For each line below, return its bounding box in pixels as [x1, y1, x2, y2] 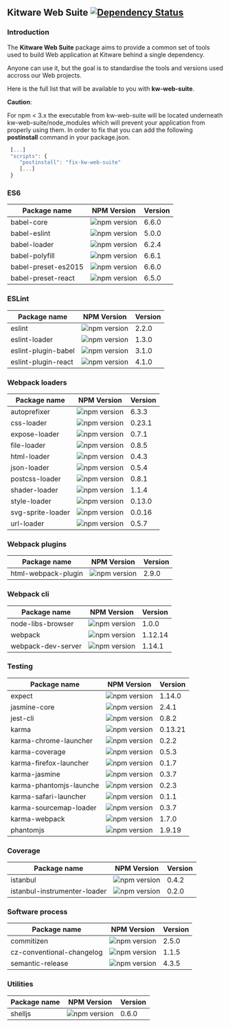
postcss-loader [10, 474, 62, 484]
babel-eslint [10, 228, 51, 238]
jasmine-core [10, 702, 55, 712]
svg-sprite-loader [10, 507, 71, 517]
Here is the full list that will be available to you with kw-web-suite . [7, 84, 195, 93]
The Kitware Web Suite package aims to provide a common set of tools [7, 43, 211, 52]
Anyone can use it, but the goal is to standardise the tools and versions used [7, 63, 223, 72]
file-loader [10, 440, 46, 450]
